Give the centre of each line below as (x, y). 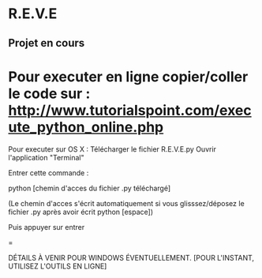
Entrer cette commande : (49, 173)
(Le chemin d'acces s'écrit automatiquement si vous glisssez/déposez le (126, 203)
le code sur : (49, 94)
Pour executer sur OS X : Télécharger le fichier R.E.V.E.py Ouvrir (112, 149)
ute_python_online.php (86, 127)
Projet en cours (47, 43)
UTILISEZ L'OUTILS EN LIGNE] (58, 266)
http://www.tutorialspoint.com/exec (130, 110)
